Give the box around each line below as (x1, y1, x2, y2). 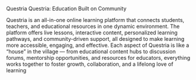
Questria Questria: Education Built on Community (6, 5, 127, 12)
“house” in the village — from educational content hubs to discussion (6, 48, 176, 55)
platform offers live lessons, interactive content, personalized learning (6, 29, 178, 36)
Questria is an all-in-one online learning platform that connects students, (6, 17, 185, 23)
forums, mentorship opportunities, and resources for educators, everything (6, 55, 191, 61)
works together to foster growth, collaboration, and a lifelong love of (6, 60, 174, 68)
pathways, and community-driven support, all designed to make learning (6, 36, 185, 42)
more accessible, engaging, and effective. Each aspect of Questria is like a (6, 41, 189, 49)
